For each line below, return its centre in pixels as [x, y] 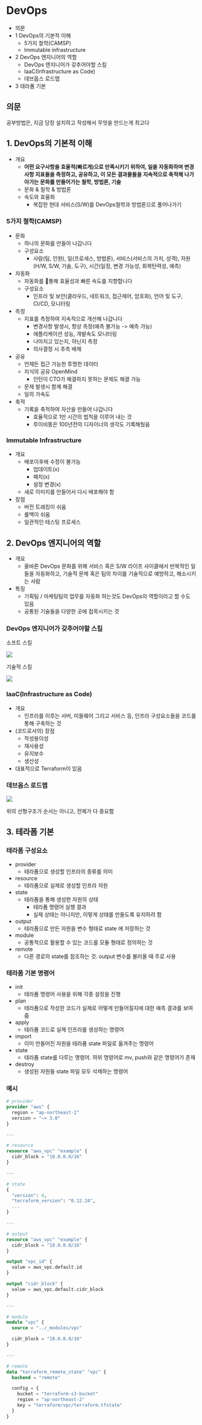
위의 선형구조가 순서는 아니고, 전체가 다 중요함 [60, 811]
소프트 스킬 [19, 643]
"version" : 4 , [29, 1195]
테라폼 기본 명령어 [31, 973]
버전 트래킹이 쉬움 [45, 507]
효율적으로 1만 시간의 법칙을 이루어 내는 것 [82, 416]
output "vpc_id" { [29, 1262]
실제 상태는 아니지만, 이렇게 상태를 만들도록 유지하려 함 [97, 914]
